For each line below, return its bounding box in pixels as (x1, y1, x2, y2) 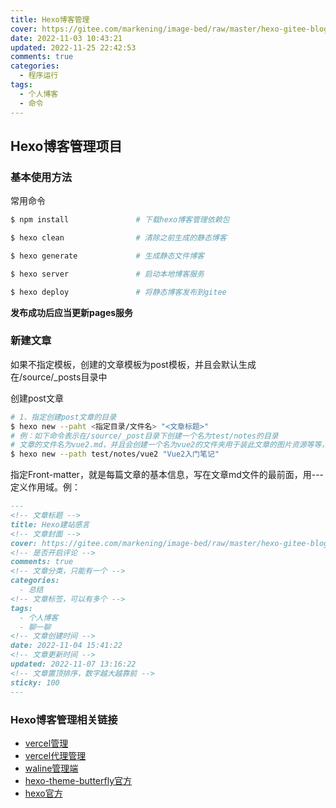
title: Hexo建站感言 (10, 519, 90, 530)
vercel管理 (24, 737, 69, 749)
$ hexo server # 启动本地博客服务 (10, 269, 205, 279)
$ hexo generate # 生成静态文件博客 (10, 251, 205, 261)
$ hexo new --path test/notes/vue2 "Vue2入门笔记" (10, 449, 220, 460)
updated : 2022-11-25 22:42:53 (10, 42, 137, 53)
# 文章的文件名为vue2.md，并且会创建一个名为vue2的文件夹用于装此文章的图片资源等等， (10, 440, 330, 450)
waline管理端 (24, 762, 79, 774)
